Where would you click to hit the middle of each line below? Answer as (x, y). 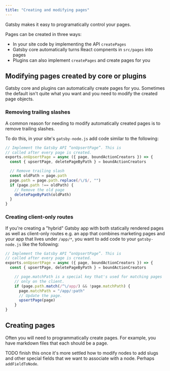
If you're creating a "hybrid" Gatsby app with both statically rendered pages (84, 228)
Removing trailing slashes (38, 112)
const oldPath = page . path (38, 176)
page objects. (20, 99)
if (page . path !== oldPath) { (42, 185)
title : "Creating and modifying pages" (47, 10)
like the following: (41, 244)
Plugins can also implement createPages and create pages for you (81, 60)
